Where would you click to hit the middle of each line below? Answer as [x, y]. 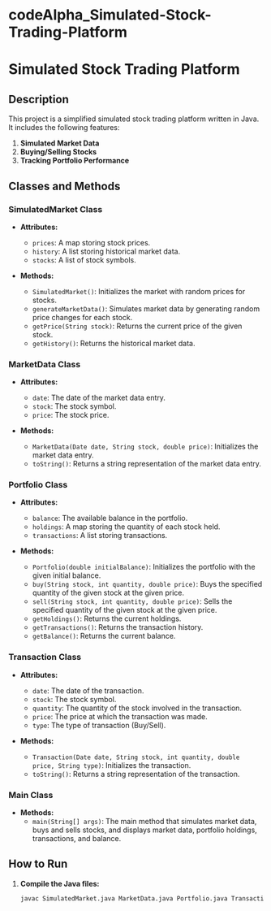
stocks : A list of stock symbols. [84, 260]
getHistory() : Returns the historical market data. [114, 343]
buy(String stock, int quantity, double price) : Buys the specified [147, 584]
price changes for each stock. [82, 317]
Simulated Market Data [60, 143]
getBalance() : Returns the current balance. [104, 636]
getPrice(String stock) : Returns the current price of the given [137, 326]
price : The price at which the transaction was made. [120, 716]
